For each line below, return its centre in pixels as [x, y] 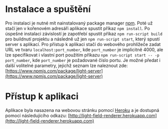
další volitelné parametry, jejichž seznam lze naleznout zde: [66, 65]
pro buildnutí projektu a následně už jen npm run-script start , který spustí [82, 39]
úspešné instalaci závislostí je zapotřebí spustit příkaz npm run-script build [84, 33]
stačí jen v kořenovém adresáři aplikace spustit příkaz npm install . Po [78, 28]
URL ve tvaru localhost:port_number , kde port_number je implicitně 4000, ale [84, 49]
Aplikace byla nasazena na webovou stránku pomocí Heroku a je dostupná [82, 110]
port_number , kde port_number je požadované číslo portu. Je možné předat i [83, 60]
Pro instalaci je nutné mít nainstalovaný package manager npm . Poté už [79, 23]
